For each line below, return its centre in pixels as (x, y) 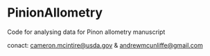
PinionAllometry (55, 13)
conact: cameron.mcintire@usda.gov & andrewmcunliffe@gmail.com (105, 45)
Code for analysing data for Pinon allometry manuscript (86, 32)
